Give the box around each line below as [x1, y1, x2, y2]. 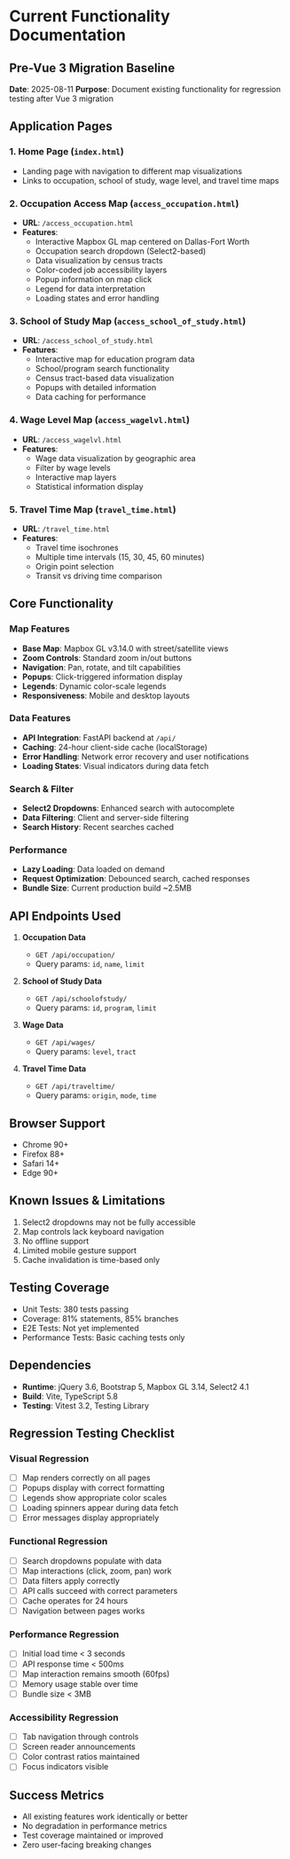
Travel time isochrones [35, 542, 119, 553]
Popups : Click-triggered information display [21, 671, 184, 682]
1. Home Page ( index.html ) [9, 145, 124, 158]
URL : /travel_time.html [21, 523, 110, 534]
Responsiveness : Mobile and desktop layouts [21, 690, 191, 701]
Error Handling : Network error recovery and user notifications [21, 751, 250, 762]
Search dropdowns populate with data [21, 1555, 162, 1566]
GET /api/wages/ [35, 1039, 96, 1047]
